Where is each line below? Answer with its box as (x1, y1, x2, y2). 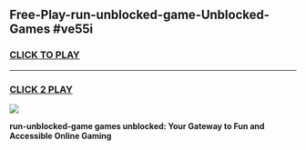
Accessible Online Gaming (9, 130, 112, 141)
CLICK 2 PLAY (9, 83, 73, 95)
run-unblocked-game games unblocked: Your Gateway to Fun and (9, 120, 265, 131)
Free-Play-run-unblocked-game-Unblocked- (9, 7, 270, 23)
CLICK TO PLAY (9, 49, 80, 62)
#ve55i (53, 22, 94, 37)
